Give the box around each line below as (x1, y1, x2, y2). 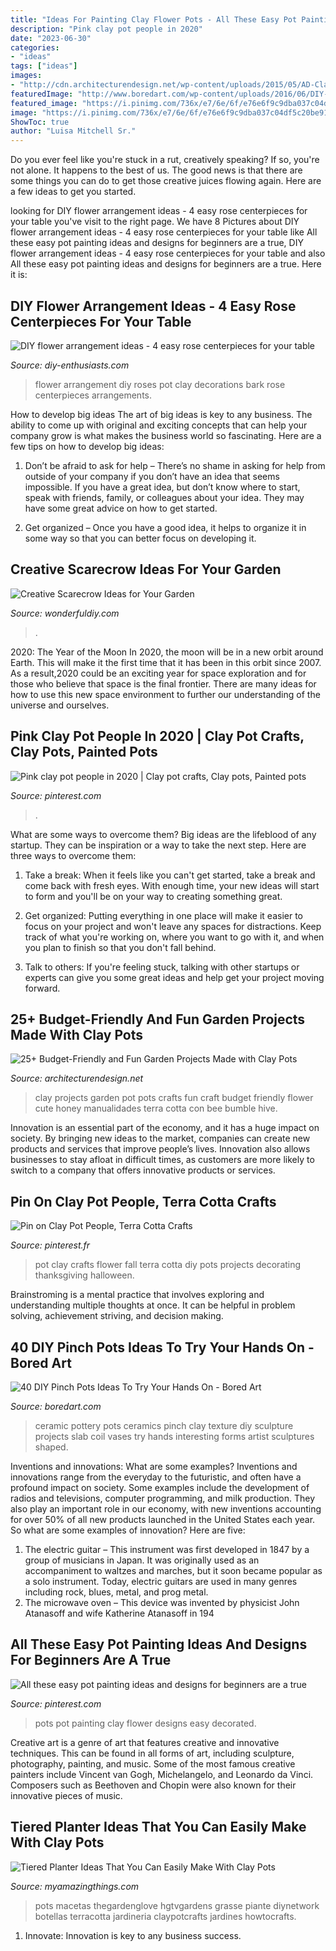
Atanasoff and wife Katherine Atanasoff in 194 (24, 1607, 215, 1619)
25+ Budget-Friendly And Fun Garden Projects (10, 1011, 306, 1028)
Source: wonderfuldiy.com (10, 607, 120, 619)
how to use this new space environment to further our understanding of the (10, 688, 321, 700)
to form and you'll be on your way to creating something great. (24, 890, 283, 902)
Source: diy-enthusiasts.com (10, 359, 130, 371)
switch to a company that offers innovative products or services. (10, 1164, 276, 1176)
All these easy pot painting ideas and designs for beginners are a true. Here (10, 258, 322, 270)
